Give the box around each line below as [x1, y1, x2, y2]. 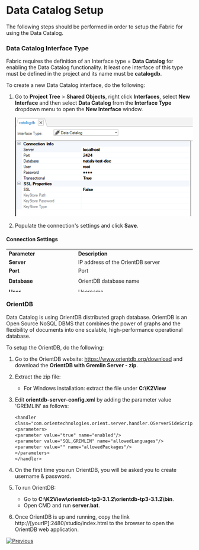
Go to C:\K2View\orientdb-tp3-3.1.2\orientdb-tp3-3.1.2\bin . [23, 495, 174, 503]
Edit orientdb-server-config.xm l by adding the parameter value [14, 396, 172, 403]
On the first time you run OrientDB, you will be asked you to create [14, 466, 176, 473]
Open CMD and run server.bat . [23, 502, 100, 509]
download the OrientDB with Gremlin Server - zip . [14, 361, 138, 368]
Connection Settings [6, 235, 58, 242]
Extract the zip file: [14, 373, 61, 380]
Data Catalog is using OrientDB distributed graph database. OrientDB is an [6, 313, 188, 321]
